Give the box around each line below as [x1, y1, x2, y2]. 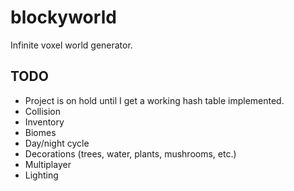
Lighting [24, 169, 59, 181]
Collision [24, 105, 62, 117]
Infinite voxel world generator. [10, 39, 133, 51]
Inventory [24, 116, 65, 128]
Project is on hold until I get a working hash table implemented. [24, 94, 285, 106]
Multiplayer [24, 158, 72, 170]
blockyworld [10, 6, 117, 29]
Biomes [24, 126, 57, 138]
